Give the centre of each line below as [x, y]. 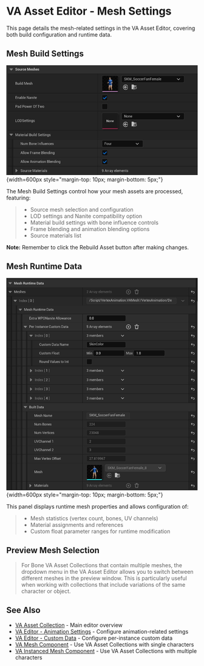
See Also [23, 610]
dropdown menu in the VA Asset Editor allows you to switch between [107, 571]
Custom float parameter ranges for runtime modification [100, 531]
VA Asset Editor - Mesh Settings [89, 11]
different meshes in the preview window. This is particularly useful [104, 578]
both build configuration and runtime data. [59, 34]
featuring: [19, 198]
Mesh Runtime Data [44, 267]
